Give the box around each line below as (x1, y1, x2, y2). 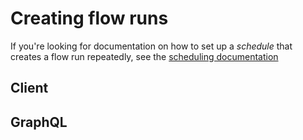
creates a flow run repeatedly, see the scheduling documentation (10, 50, 279, 62)
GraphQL (10, 113, 68, 131)
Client (10, 80, 49, 97)
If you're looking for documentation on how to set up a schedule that (10, 40, 293, 52)
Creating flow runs (10, 7, 169, 30)
